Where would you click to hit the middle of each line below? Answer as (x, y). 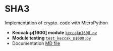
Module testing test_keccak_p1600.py (51, 38)
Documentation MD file (36, 43)
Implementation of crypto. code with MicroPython (56, 23)
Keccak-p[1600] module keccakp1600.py (54, 32)
